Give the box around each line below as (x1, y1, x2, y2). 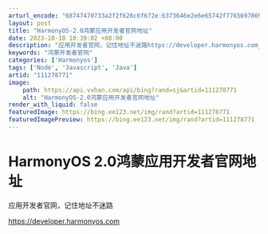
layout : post (8, 19, 52, 27)
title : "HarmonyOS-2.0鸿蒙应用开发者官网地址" (8, 26, 153, 34)
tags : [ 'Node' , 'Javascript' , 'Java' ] (8, 64, 137, 72)
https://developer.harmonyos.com (8, 216, 120, 226)
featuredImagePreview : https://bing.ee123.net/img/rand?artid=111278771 (8, 116, 255, 124)
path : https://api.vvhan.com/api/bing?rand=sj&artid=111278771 (22, 85, 238, 94)
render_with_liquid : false (8, 101, 98, 109)
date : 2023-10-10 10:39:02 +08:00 (8, 34, 124, 42)
